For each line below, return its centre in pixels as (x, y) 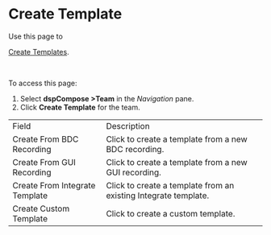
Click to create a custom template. (171, 213)
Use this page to (35, 36)
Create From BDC (46, 139)
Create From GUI (44, 162)
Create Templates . (39, 52)
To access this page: (43, 83)
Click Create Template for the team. (80, 107)
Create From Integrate (54, 185)
